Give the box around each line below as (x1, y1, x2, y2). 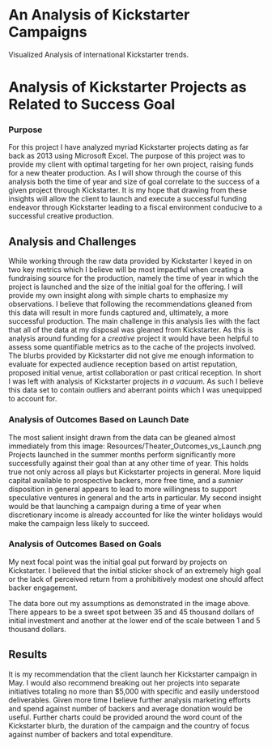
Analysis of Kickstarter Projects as (8, 79, 247, 96)
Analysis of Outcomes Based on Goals (8, 538, 162, 550)
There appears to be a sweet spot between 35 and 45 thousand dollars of (8, 607, 255, 617)
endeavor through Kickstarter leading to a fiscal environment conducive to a (8, 202, 263, 212)
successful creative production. (8, 211, 114, 221)
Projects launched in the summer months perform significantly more (8, 449, 236, 459)
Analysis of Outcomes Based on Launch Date (8, 414, 189, 426)
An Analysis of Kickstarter (8, 6, 190, 24)
